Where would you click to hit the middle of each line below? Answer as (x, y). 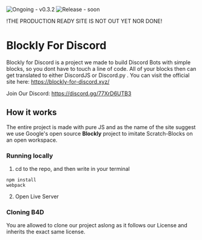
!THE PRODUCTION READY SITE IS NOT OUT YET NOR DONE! (84, 21)
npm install (21, 180)
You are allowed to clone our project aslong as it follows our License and (97, 225)
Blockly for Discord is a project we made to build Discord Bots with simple (99, 62)
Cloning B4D (25, 212)
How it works (32, 112)
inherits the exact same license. (46, 232)
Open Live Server (37, 196)
